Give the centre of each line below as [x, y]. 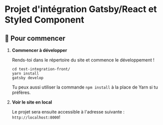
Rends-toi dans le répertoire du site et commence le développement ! [83, 60]
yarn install [25, 73]
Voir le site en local [32, 102]
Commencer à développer [39, 50]
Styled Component [44, 20]
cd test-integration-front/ [41, 69]
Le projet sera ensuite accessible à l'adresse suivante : [68, 112]
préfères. [21, 92]
